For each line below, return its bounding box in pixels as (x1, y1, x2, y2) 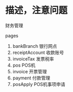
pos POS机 (12, 62, 35, 68)
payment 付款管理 (12, 75, 51, 81)
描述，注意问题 (5, 5, 68, 16)
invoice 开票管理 (12, 68, 47, 74)
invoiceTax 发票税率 (12, 55, 54, 62)
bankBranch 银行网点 (12, 43, 57, 49)
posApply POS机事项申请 (12, 81, 65, 87)
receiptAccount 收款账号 (12, 49, 64, 55)
